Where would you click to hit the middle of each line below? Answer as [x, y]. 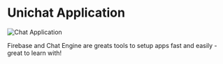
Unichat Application [66, 13]
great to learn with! [35, 53]
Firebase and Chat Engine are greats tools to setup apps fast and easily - [113, 45]
